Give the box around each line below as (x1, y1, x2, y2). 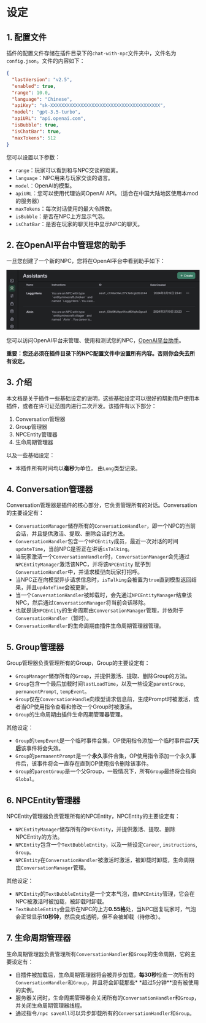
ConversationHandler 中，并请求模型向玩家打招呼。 (15, 568, 143, 576)
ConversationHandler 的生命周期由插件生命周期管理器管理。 (15, 622, 164, 630)
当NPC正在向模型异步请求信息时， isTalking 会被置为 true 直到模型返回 (15, 576, 192, 584)
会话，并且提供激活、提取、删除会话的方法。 (15, 530, 129, 538)
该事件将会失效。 (20, 745, 64, 752)
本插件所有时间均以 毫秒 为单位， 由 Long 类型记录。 (15, 464, 141, 472)
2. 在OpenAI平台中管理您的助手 (6, 240, 126, 250)
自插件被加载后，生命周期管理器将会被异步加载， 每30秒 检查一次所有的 (15, 971, 195, 978)
